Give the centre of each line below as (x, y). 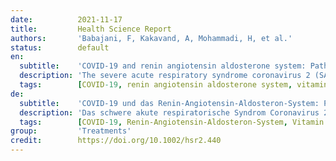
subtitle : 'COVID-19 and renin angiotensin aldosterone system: (163, 66)
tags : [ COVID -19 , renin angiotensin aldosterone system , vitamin (174, 85)
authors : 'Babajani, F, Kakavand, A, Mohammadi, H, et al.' (151, 38)
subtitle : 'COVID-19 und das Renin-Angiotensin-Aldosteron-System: (169, 103)
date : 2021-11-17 (66, 19)
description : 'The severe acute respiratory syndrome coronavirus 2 (165, 76)
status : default (60, 47)
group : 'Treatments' (71, 131)
